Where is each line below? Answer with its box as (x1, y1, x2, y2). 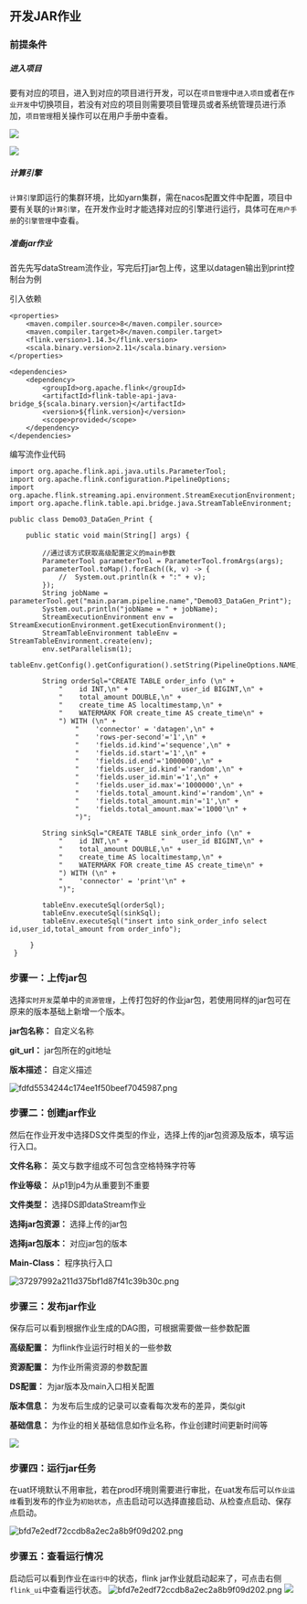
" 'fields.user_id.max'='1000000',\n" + (74, 781, 244, 790)
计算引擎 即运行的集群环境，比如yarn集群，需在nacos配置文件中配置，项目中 (9, 192, 292, 203)
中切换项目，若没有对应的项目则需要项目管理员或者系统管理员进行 (29, 99, 279, 110)
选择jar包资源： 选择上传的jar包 (9, 1218, 128, 1229)
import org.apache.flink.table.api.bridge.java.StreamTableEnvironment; (9, 499, 292, 508)
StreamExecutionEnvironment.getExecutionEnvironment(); (9, 621, 227, 630)
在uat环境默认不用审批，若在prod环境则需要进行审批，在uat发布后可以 (9, 1484, 276, 1495)
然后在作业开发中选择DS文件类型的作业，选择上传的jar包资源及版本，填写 (9, 1128, 286, 1140)
